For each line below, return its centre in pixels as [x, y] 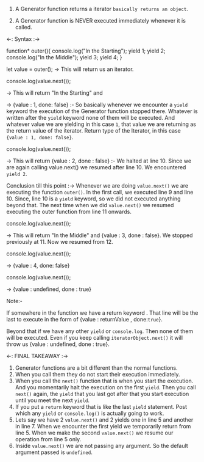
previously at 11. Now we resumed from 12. [60, 242]
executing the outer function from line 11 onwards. [69, 211]
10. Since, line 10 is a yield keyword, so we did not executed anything [93, 199]
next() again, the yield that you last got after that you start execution [102, 394]
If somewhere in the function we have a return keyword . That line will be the [102, 313]
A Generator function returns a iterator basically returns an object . [102, 9]
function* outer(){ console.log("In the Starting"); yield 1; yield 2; [86, 51]
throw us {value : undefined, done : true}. [58, 344]
